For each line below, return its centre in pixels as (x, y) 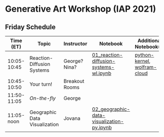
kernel (142, 61)
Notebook (111, 44)
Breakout (74, 81)
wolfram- (146, 67)
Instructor (75, 44)
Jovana (72, 118)
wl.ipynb (102, 73)
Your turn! (41, 84)
